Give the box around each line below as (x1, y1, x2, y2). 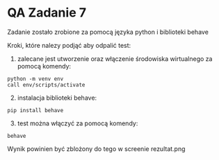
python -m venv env (7, 75, 64, 82)
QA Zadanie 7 (7, 5, 87, 21)
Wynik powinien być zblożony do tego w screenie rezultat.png (7, 144, 186, 153)
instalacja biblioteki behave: (17, 94, 97, 102)
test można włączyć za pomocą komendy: (17, 119, 138, 127)
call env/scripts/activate (7, 81, 86, 88)
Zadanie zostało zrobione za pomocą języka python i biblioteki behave (7, 28, 209, 36)
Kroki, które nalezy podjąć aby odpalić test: (7, 41, 131, 49)
